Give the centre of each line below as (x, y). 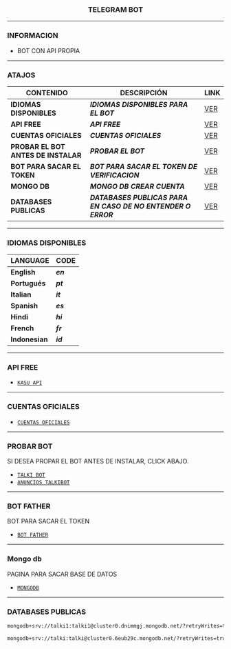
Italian (21, 294)
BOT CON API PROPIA (48, 50)
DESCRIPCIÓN (144, 92)
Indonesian (29, 339)
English (23, 272)
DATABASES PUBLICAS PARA (139, 197)
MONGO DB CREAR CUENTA (137, 186)
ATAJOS (21, 75)
